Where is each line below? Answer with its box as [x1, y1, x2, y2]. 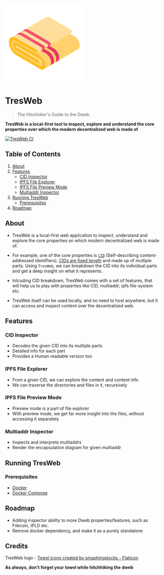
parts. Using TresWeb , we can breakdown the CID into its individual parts [12, 263, 158, 269]
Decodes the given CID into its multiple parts [12, 343, 103, 349]
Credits [5, 542, 28, 550]
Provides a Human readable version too [12, 353, 92, 359]
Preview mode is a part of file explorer [12, 405, 90, 411]
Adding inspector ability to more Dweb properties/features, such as [12, 517, 148, 523]
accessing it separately [12, 416, 59, 422]
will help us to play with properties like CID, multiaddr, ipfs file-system [12, 282, 153, 289]
